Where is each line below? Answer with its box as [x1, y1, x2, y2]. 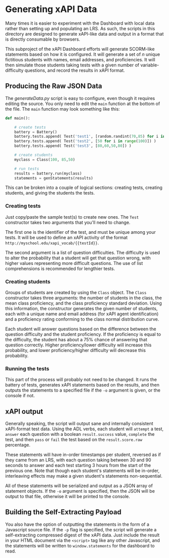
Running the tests [5, 365, 49, 372]
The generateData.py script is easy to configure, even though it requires [5, 95, 155, 101]
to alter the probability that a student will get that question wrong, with [5, 255, 151, 261]
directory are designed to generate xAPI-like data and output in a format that [5, 31, 164, 37]
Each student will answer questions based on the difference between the [5, 326, 156, 332]
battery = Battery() [14, 129, 57, 134]
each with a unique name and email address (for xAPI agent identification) [5, 311, 159, 317]
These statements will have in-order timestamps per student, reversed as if [5, 451, 161, 458]
